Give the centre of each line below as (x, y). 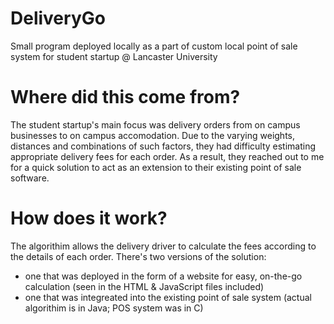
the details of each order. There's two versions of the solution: (138, 256)
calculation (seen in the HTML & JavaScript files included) (144, 286)
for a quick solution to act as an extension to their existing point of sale (156, 167)
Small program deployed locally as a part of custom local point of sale (154, 46)
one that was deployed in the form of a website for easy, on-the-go (163, 276)
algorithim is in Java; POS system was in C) (114, 308)
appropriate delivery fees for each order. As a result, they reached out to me (167, 156)
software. (30, 178)
